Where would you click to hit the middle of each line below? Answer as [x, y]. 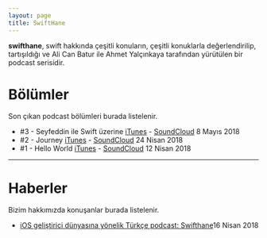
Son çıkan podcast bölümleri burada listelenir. [83, 117]
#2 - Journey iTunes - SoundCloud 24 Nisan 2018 [101, 140]
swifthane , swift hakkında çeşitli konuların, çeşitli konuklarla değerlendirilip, [132, 45]
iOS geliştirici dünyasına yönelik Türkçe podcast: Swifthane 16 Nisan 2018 [139, 225]
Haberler [38, 188]
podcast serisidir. [37, 62]
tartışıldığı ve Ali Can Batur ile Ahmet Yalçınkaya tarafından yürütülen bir [126, 54]
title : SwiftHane [37, 23]
